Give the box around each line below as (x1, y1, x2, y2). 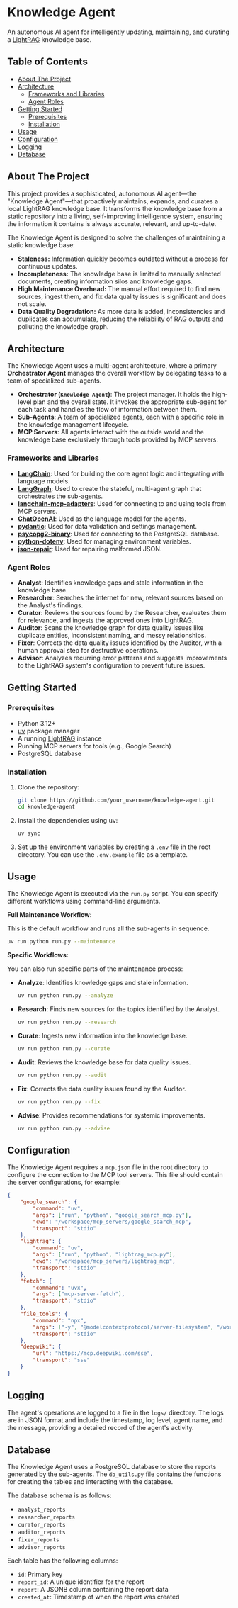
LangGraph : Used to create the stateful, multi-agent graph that (17, 484, 202, 493)
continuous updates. (17, 262, 78, 270)
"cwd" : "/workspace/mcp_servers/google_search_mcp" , (33, 1218, 192, 1225)
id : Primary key (17, 1570, 63, 1579)
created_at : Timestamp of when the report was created (17, 1592, 180, 1602)
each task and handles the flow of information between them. (17, 405, 198, 414)
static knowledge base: (7, 240, 76, 249)
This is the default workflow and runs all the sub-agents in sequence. (7, 924, 210, 933)
